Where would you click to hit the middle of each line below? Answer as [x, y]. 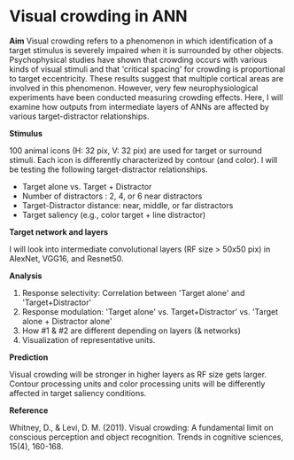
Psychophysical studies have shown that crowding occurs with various [138, 59]
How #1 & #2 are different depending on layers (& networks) [132, 331]
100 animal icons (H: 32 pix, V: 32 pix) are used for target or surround [136, 150]
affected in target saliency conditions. [78, 393]
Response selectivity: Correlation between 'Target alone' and [133, 292]
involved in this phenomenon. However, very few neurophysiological [134, 88]
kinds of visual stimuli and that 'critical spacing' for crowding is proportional [147, 69]
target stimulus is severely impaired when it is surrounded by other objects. [147, 50]
